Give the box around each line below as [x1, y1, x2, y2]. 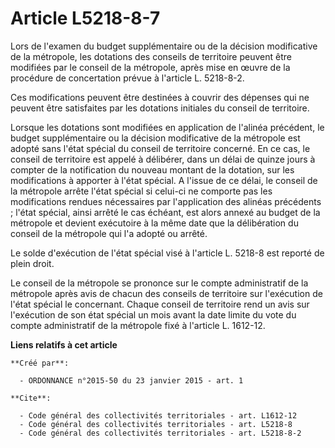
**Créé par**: [10, 358, 70, 368]
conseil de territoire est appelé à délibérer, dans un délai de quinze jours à [10, 153, 316, 165]
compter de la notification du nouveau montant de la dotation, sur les [10, 163, 295, 176]
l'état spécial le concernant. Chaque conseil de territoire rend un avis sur [10, 298, 310, 310]
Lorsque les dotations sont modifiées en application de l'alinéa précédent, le [10, 121, 325, 133]
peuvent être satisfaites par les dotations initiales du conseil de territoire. [10, 102, 310, 114]
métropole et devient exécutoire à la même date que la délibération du [10, 217, 299, 229]
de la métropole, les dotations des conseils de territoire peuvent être [10, 50, 292, 62]
